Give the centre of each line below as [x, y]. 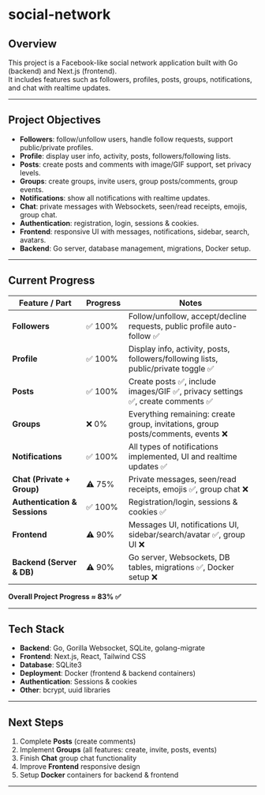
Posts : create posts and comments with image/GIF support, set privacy [135, 164]
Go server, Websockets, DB [179, 557]
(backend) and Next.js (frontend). [62, 71]
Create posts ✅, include [172, 381]
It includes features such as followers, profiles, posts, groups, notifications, [130, 79]
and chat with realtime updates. [60, 88]
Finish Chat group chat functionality [78, 758]
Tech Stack [36, 629]
